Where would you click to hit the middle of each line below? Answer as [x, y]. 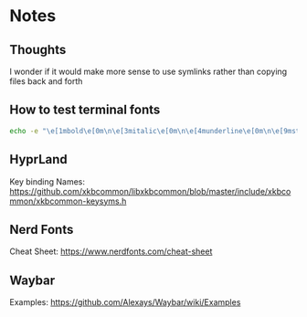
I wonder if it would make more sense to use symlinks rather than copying [148, 71]
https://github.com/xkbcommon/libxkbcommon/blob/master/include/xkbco [150, 191]
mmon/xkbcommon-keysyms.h [68, 201]
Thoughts [38, 50]
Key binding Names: [47, 181]
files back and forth [46, 81]
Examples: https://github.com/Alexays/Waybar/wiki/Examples [125, 302]
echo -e [24, 131]
